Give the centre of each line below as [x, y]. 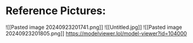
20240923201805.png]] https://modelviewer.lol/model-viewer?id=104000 [96, 33]
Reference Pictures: [56, 11]
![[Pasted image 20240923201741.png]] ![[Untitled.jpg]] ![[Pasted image [94, 27]
